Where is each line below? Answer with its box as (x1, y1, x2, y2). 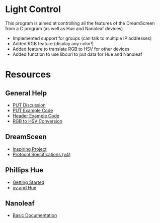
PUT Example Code (12, 107, 53, 114)
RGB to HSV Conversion (12, 118, 63, 124)
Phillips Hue (5, 166, 44, 174)
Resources (5, 69, 51, 80)
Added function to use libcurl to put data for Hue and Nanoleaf (12, 51, 142, 57)
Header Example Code (12, 113, 59, 119)
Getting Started (12, 179, 44, 185)
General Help (5, 89, 47, 97)
